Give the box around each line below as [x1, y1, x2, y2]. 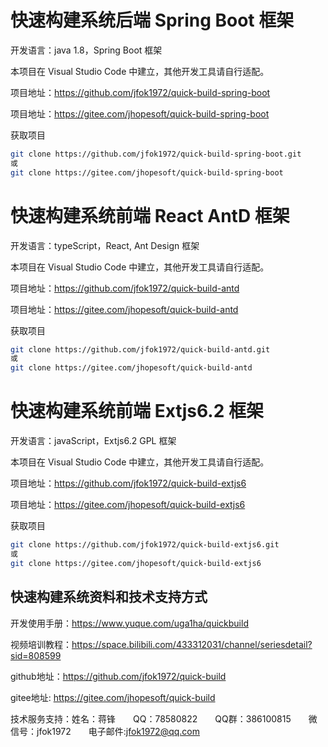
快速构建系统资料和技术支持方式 [10, 589, 208, 606]
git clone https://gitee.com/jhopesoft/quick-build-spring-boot [10, 167, 284, 178]
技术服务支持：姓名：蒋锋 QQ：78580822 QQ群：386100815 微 [10, 712, 318, 725]
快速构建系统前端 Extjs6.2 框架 [10, 400, 264, 423]
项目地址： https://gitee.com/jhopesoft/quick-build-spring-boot [10, 107, 270, 120]
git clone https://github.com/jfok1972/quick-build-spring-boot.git [10, 149, 302, 159]
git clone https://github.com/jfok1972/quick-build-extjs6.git [10, 540, 280, 550]
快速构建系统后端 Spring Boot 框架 [10, 9, 295, 32]
